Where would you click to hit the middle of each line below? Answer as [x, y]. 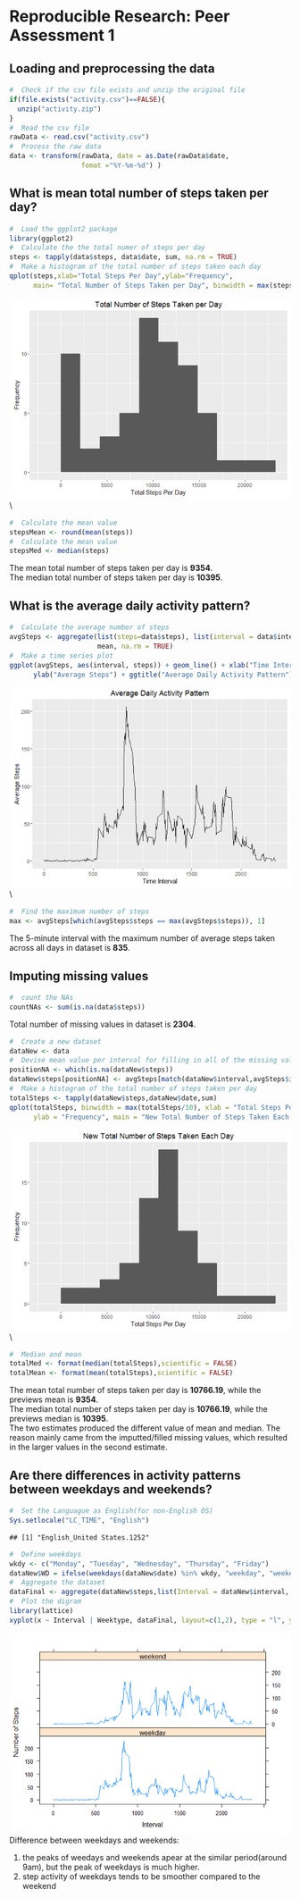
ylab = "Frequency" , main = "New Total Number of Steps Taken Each [161, 1117]
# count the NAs [42, 997]
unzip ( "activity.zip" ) [59, 109]
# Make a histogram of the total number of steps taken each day [135, 267]
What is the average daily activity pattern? [130, 605]
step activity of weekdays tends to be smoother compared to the [141, 1876]
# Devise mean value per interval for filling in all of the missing [143, 1061]
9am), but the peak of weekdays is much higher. [111, 1867]
